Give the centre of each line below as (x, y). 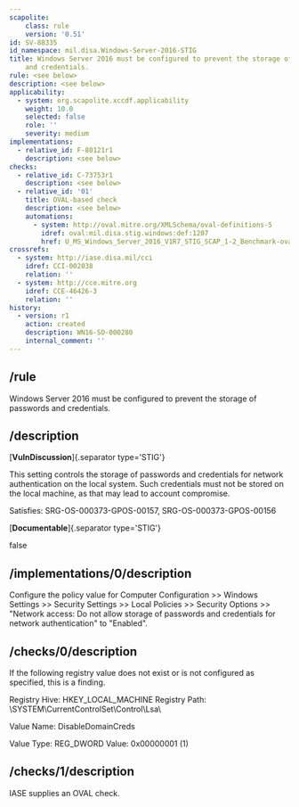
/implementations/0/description (101, 573)
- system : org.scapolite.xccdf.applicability (103, 100)
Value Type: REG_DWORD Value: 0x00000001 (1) (99, 744)
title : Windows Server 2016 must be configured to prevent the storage (145, 59)
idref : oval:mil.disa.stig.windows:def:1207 (125, 233)
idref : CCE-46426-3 (61, 291)
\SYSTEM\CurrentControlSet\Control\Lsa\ (85, 709)
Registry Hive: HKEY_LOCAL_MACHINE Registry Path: (108, 700)
